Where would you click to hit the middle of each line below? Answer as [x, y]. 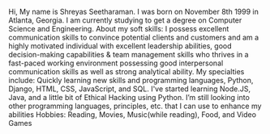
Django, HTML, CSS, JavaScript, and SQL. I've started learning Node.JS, [130, 89]
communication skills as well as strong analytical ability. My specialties [126, 71]
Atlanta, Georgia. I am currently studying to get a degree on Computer [125, 20]
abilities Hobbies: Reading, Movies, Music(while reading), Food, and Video [133, 115]
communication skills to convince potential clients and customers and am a [134, 37]
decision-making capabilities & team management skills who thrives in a [129, 54]
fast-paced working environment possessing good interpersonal [116, 63]
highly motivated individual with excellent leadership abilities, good [120, 46]
